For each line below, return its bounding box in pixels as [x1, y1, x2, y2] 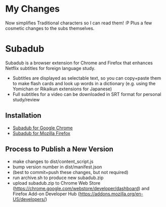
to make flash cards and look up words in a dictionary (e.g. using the [12, 80, 156, 86]
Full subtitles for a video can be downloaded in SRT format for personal [12, 91, 161, 97]
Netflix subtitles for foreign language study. [5, 65, 96, 71]
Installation [5, 111, 41, 120]
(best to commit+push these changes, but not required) [12, 169, 129, 175]
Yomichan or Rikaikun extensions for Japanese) [12, 86, 112, 92]
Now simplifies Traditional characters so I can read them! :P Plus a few [5, 20, 152, 26]
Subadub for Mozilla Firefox [12, 130, 71, 136]
